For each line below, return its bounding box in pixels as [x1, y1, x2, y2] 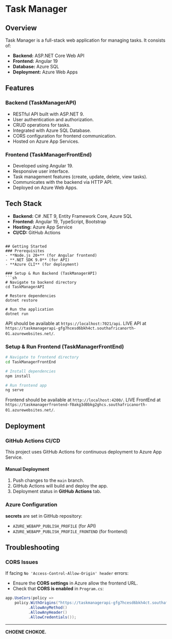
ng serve [5, 387, 24, 393]
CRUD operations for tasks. [12, 122, 71, 128]
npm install [5, 373, 31, 379]
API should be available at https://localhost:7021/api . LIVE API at [5, 320, 147, 326]
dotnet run [5, 311, 29, 316]
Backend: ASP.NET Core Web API [12, 52, 84, 59]
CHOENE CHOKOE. [5, 629, 47, 635]
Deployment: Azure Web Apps [12, 69, 78, 75]
